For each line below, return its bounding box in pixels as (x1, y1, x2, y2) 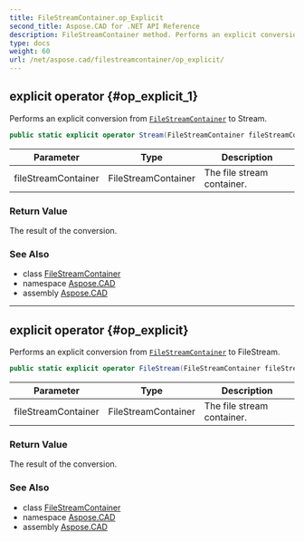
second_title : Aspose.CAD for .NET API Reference (9, 22, 201, 31)
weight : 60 (9, 47, 51, 56)
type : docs (9, 38, 51, 48)
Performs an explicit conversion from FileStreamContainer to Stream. (9, 112, 268, 123)
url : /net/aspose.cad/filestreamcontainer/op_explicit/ (9, 55, 224, 64)
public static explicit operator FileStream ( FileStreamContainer (9, 364, 261, 373)
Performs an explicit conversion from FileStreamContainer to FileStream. (9, 346, 280, 358)
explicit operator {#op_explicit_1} (9, 89, 199, 104)
